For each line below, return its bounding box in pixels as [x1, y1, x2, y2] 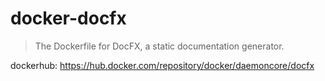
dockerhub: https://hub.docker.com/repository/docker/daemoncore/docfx [10, 59, 315, 71]
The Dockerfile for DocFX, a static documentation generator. [34, 40, 285, 52]
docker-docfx [10, 7, 127, 30]
